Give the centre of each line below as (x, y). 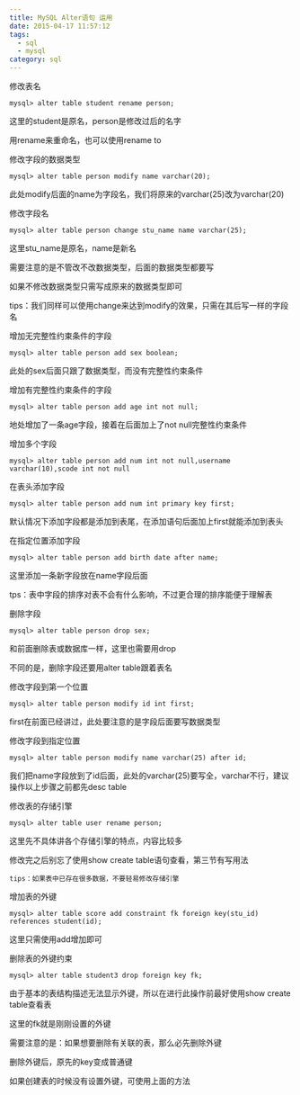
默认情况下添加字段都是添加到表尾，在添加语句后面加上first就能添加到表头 (146, 521)
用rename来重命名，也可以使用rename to (85, 140)
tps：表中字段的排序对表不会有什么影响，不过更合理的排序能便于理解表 (141, 594)
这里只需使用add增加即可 (56, 939)
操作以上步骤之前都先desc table (68, 787)
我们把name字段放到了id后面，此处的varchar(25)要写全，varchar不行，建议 (149, 776)
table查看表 (31, 1005)
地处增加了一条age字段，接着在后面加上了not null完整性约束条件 (128, 425)
